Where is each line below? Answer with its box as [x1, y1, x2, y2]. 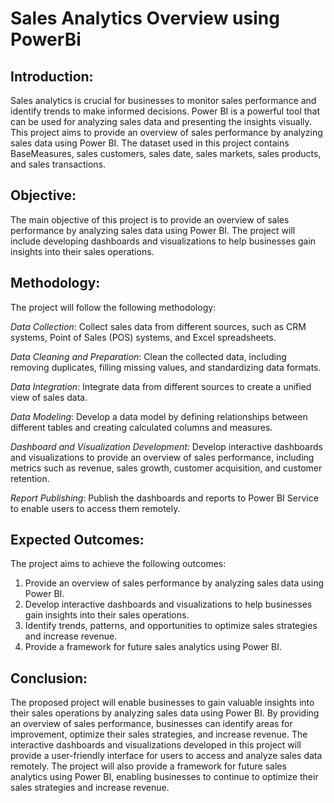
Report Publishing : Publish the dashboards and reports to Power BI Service [10, 492, 319, 504]
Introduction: [10, 68, 94, 85]
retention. [10, 472, 50, 484]
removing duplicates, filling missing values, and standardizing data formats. [10, 361, 322, 373]
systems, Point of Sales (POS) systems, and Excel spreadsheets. [10, 331, 277, 343]
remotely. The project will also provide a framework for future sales [10, 760, 287, 772]
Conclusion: [10, 670, 88, 687]
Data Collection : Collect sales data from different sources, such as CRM [10, 320, 307, 332]
